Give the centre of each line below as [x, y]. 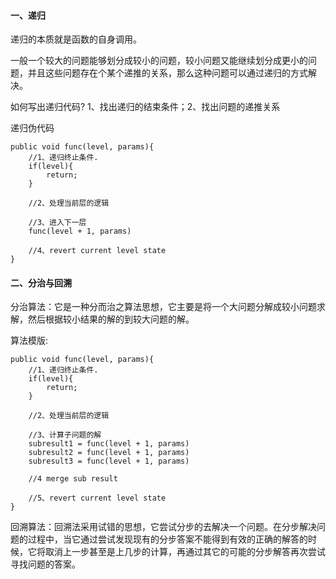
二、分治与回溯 [41, 282]
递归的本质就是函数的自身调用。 [76, 39]
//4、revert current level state [97, 251]
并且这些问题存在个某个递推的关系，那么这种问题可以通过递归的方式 [167, 73]
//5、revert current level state [97, 498]
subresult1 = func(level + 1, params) [109, 444]
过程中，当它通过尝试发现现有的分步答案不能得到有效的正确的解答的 [167, 539]
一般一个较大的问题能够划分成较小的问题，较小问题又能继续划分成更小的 [159, 61]
